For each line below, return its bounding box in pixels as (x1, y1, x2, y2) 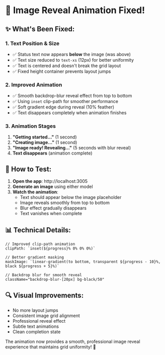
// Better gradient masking (5, 255, 64, 260)
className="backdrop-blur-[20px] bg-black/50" (5, 277, 105, 282)
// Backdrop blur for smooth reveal (5, 273, 82, 278)
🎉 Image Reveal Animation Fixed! (5, 5, 145, 16)
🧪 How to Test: (5, 165, 52, 173)
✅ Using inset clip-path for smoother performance (12, 98, 118, 105)
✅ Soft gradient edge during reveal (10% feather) (12, 104, 115, 110)
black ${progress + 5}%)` (5, 264, 59, 269)
